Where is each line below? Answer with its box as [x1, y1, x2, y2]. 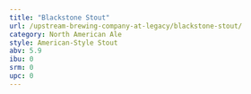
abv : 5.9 [9, 47, 42, 56]
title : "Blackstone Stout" [9, 13, 110, 22]
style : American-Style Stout [9, 38, 118, 47]
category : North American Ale [9, 30, 123, 38]
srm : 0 [9, 64, 34, 73]
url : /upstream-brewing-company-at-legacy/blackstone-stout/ [9, 21, 243, 30]
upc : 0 [9, 72, 34, 81]
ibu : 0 [9, 55, 34, 64]
